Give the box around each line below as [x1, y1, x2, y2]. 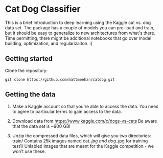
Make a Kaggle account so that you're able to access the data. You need [12, 103, 159, 109]
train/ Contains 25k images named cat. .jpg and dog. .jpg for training [12, 138, 148, 144]
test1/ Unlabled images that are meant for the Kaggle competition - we [12, 143, 154, 149]
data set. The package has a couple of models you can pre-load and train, [5, 24, 155, 30]
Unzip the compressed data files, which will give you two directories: [12, 133, 151, 138]
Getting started [5, 55, 53, 63]
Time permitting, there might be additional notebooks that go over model [5, 35, 152, 41]
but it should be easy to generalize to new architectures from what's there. [5, 30, 156, 36]
